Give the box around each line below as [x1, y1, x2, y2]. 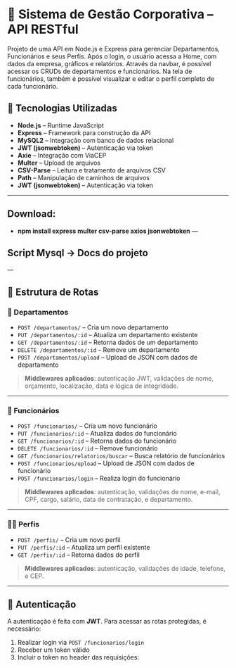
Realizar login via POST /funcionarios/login [17, 638, 145, 647]
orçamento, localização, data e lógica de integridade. [24, 382, 179, 390]
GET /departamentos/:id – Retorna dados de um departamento [17, 338, 199, 347]
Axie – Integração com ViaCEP [17, 151, 107, 159]
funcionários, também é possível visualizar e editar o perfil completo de [7, 74, 215, 83]
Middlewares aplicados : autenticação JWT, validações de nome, [24, 374, 214, 383]
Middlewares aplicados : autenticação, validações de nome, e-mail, [24, 488, 221, 496]
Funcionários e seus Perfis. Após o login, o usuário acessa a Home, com [7, 52, 217, 61]
